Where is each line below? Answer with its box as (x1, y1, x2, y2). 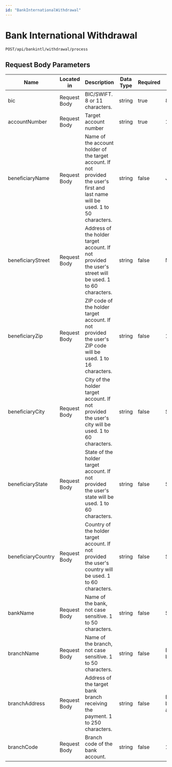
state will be (84, 494, 114, 501)
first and (84, 184, 105, 191)
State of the (84, 448, 113, 456)
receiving (84, 700, 107, 707)
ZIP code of (84, 297, 113, 304)
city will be (84, 421, 111, 428)
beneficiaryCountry (8, 553, 55, 560)
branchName (8, 650, 39, 657)
